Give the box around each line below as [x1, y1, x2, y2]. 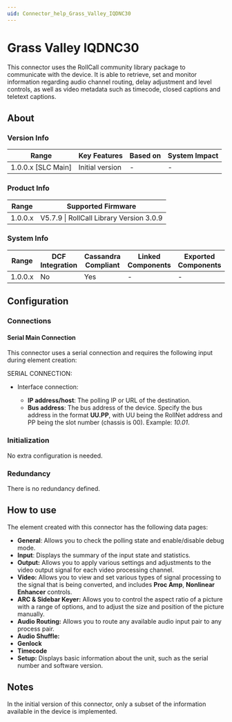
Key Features [78, 151, 123, 161]
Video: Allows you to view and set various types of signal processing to [17, 572, 222, 581]
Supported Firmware [66, 201, 137, 211]
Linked [137, 251, 161, 261]
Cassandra [84, 251, 121, 261]
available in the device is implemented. [7, 707, 117, 715]
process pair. [17, 624, 55, 633]
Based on [129, 151, 162, 161]
